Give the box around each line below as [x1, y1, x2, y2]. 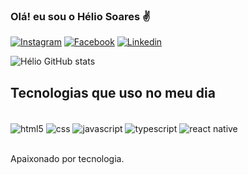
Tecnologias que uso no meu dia [10, 84, 216, 101]
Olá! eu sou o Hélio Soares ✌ [10, 9, 152, 23]
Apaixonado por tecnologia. [10, 152, 125, 164]
